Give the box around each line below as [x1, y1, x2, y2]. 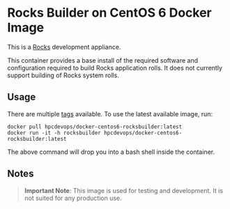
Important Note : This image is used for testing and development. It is [24, 186, 224, 194]
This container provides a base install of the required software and [7, 56, 199, 64]
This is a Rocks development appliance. [7, 42, 121, 51]
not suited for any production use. [24, 194, 122, 202]
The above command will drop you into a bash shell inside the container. [7, 148, 215, 156]
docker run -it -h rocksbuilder [7, 129, 101, 137]
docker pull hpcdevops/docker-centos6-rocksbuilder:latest [7, 123, 183, 130]
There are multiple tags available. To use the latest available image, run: [7, 109, 213, 118]
